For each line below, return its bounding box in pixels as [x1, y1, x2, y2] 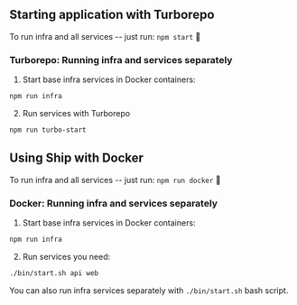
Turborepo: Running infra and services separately [9, 53, 233, 66]
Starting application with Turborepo [9, 7, 215, 23]
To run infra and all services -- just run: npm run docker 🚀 [9, 174, 221, 185]
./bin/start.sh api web [9, 268, 99, 278]
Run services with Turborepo [22, 107, 131, 118]
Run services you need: [22, 251, 111, 262]
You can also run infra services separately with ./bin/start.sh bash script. [9, 284, 289, 296]
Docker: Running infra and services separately [9, 197, 218, 209]
